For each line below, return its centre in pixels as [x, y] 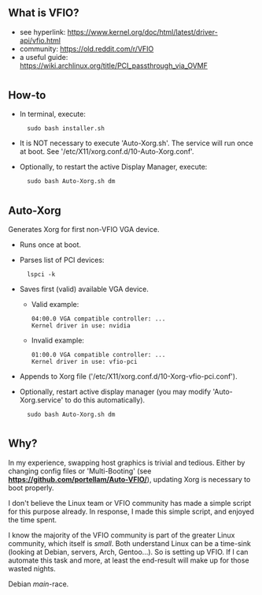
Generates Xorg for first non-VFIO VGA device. [84, 230]
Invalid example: [58, 341]
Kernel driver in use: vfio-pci [84, 362]
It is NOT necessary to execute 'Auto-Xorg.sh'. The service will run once [136, 143]
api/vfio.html [40, 40]
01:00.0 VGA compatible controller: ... [98, 355]
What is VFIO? [44, 13]
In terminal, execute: [53, 114]
